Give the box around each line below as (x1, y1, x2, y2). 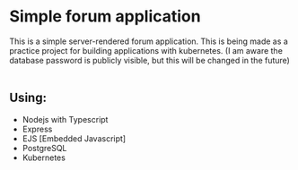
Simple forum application (9, 6, 201, 27)
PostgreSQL (22, 142, 67, 153)
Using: (9, 90, 48, 106)
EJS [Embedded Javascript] (22, 132, 127, 144)
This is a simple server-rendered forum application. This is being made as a (9, 36, 289, 47)
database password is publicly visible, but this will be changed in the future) (9, 55, 290, 65)
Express (22, 123, 53, 134)
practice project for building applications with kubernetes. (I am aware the (9, 45, 283, 55)
